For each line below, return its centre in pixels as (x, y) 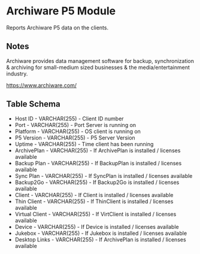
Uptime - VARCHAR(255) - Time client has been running (84, 144)
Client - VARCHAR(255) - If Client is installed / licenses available (94, 195)
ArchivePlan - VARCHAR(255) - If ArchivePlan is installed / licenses (98, 150)
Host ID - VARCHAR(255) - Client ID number (69, 119)
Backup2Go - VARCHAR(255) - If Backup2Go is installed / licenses (97, 182)
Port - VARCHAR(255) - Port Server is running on (75, 125)
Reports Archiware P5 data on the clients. (57, 28)
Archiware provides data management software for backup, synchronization (100, 61)
